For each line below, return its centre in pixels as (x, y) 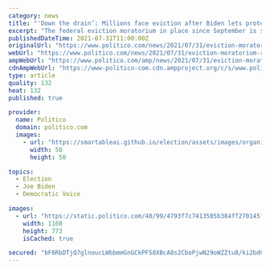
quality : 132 (30, 83)
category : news (34, 16)
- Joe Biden (36, 187)
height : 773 (43, 231)
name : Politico (41, 120)
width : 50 (46, 149)
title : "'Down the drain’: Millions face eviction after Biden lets (125, 23)
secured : (23, 253)
